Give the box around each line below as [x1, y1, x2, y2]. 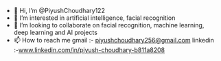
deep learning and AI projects [13, 28, 98, 36]
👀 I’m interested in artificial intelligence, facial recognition [13, 14, 176, 22]
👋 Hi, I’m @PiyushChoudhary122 [13, 7, 105, 14]
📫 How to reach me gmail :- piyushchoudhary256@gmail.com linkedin [13, 36, 214, 44]
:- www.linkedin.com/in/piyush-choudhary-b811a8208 [13, 46, 165, 54]
